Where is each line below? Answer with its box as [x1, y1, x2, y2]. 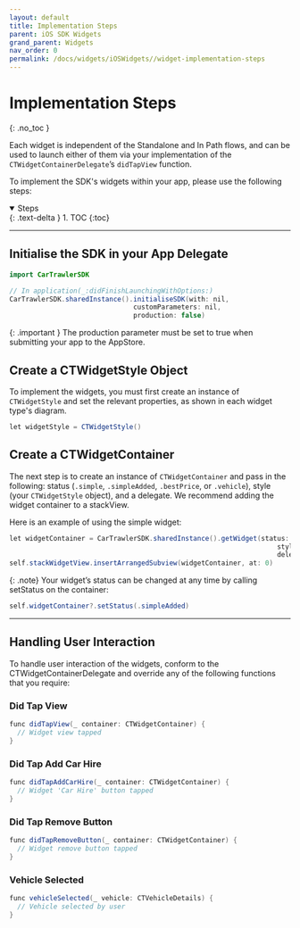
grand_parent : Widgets [9, 37, 94, 47]
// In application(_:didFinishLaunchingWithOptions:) [9, 286, 214, 295]
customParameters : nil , [132, 302, 221, 312]
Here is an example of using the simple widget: [9, 517, 182, 527]
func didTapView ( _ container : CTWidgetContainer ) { [9, 720, 205, 729]
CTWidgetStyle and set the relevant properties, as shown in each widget [9, 395, 272, 406]
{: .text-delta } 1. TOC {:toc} [9, 211, 110, 223]
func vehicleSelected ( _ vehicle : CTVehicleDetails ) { [9, 893, 214, 902]
